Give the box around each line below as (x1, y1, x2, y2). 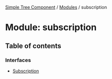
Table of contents (5, 41, 61, 50)
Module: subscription (5, 22, 97, 33)
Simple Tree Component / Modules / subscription (5, 4, 107, 10)
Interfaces (5, 56, 31, 63)
